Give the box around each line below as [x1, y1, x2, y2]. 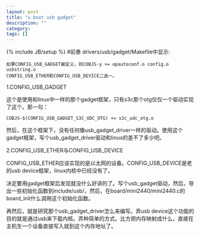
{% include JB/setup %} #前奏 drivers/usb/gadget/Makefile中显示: [6, 49, 170, 56]
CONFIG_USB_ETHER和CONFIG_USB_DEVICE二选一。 [6, 73, 117, 79]
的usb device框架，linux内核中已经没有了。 [6, 167, 114, 174]
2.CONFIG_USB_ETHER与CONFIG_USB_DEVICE [6, 147, 124, 154]
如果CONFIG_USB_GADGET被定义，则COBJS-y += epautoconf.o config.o [6, 61, 169, 68]
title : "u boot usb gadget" [6, 14, 77, 20]
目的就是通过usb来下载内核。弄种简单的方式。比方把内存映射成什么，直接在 [6, 215, 194, 222]
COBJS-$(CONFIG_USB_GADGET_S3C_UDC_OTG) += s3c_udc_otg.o [6, 115, 154, 122]
